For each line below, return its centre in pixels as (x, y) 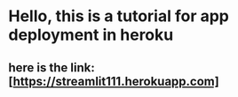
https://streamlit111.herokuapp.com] (116, 81)
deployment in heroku (91, 35)
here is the (38, 67)
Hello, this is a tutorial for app (119, 16)
